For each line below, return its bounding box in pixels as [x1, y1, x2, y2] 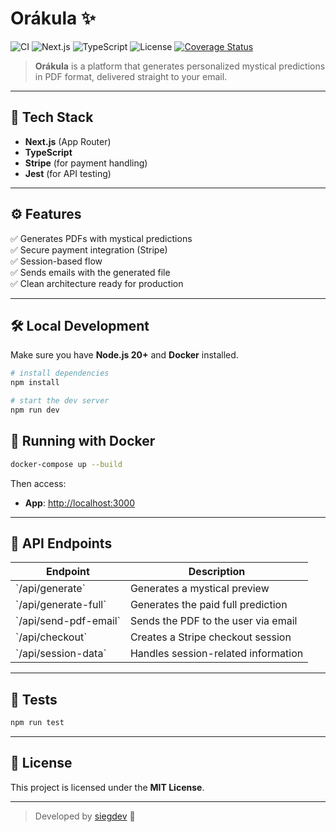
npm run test [10, 718, 65, 728]
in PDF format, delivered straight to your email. [34, 70, 228, 82]
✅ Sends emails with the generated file [10, 266, 171, 278]
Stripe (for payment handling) [24, 157, 148, 169]
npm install [10, 378, 60, 388]
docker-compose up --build [10, 459, 123, 469]
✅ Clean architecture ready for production [10, 277, 184, 289]
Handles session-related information [129, 647, 304, 661]
